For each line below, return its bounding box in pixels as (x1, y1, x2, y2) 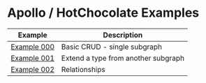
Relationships (61, 64, 106, 74)
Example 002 (10, 64, 54, 74)
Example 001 (10, 53, 54, 63)
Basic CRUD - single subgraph (61, 42, 163, 52)
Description (103, 30, 143, 40)
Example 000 (10, 42, 54, 52)
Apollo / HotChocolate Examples (7, 5, 200, 21)
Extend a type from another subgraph (61, 53, 185, 63)
